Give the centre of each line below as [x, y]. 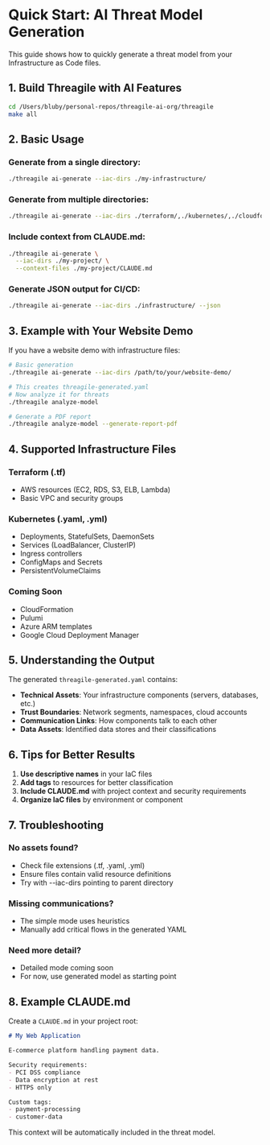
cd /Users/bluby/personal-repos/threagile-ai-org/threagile [111, 106]
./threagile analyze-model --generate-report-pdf [93, 424]
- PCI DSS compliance [45, 1073]
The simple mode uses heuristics [75, 921]
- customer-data [35, 1117]
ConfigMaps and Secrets [61, 562]
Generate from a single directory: [74, 162]
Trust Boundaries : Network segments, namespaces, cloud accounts [133, 712]
